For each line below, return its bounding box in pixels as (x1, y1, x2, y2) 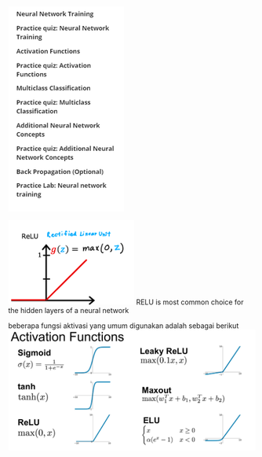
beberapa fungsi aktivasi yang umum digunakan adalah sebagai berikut (8, 321, 239, 330)
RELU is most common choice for (136, 297, 245, 307)
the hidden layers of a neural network (8, 306, 129, 315)
